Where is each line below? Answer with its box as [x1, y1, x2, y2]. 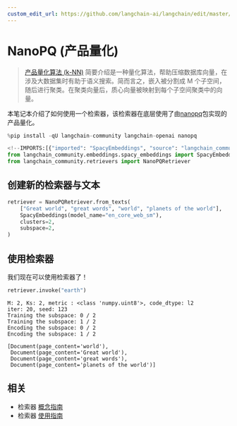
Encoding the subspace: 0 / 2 [7, 324, 97, 331]
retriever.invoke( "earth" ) [7, 287, 87, 294]
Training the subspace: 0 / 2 [7, 312, 97, 319]
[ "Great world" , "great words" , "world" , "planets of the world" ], [20, 205, 222, 212]
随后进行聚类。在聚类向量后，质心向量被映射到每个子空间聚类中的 [24, 85, 217, 94]
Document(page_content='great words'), [10, 355, 128, 362]
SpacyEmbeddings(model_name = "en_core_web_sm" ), [20, 211, 162, 219]
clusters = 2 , [20, 218, 55, 225]
